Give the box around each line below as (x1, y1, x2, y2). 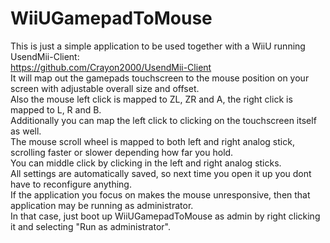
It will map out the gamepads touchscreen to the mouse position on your (10, 72, 310, 84)
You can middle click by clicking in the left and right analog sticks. (10, 157, 282, 169)
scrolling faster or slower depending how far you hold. (10, 146, 234, 158)
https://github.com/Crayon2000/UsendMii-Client (10, 61, 212, 73)
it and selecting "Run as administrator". (10, 220, 171, 232)
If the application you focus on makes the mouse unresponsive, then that (10, 188, 311, 201)
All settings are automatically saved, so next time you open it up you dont (10, 167, 312, 179)
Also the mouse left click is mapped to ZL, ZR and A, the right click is (10, 93, 293, 105)
